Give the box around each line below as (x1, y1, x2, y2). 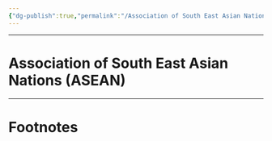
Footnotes (8, 118, 79, 136)
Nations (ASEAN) (8, 71, 126, 89)
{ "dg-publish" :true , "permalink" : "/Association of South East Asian (8, 11, 241, 20)
